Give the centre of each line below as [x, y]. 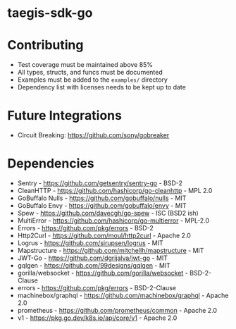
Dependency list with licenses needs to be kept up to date [102, 87]
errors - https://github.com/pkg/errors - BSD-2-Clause [97, 288]
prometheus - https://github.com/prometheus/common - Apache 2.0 [117, 310]
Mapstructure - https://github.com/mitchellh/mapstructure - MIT [111, 250]
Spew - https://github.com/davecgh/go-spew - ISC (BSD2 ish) [108, 213]
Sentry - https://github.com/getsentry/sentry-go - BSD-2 [100, 183]
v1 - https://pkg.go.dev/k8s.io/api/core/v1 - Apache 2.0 [97, 318]
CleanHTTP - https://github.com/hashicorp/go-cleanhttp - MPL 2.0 [115, 191]
